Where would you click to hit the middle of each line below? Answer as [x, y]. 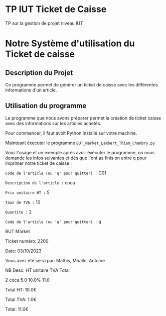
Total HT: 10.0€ [21, 289]
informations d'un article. [31, 90]
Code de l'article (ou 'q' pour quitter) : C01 [56, 173]
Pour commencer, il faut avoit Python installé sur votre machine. [71, 133]
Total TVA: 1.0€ [21, 299]
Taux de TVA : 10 [23, 202]
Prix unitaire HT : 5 [28, 192]
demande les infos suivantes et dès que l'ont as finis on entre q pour [76, 158]
